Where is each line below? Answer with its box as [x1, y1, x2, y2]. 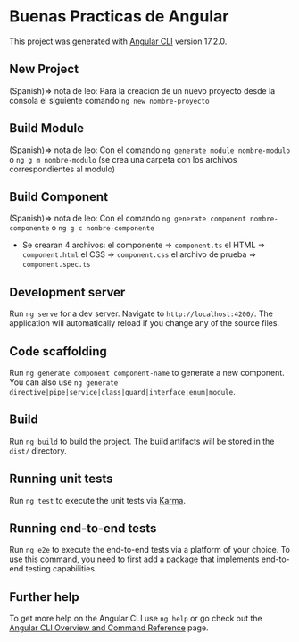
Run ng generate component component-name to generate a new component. [9, 368, 286, 378]
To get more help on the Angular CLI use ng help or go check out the [9, 613, 262, 624]
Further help [9, 589, 80, 604]
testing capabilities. [25, 563, 97, 574]
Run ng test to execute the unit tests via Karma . [9, 495, 186, 505]
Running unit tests [9, 471, 113, 487]
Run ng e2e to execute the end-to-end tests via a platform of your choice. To [9, 545, 291, 555]
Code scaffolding [9, 344, 107, 359]
